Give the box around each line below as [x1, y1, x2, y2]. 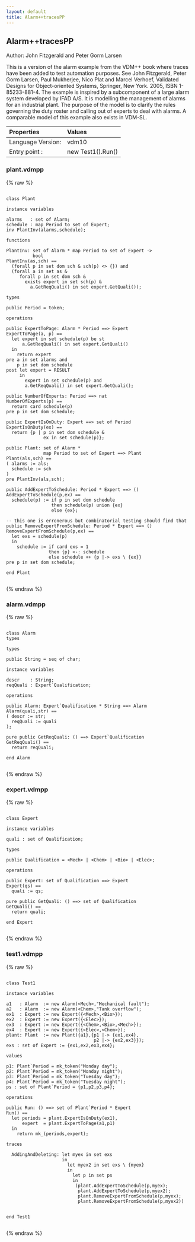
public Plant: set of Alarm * [6, 445, 81, 451]
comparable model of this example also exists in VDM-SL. [6, 114, 148, 121]
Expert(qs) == [6, 883, 41, 889]
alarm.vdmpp [6, 600, 46, 609]
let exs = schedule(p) [11, 533, 68, 539]
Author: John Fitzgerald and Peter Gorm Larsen [6, 52, 122, 59]
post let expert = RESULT [6, 367, 70, 373]
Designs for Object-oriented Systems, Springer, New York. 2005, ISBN [6, 83, 178, 90]
